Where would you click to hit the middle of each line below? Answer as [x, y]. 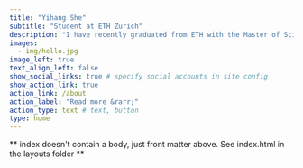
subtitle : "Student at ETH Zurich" [76, 26]
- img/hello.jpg [48, 51]
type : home [30, 118]
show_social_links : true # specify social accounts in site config [139, 77]
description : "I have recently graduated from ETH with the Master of [145, 34]
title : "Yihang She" [48, 18]
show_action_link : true [54, 85]
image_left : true [42, 60]
